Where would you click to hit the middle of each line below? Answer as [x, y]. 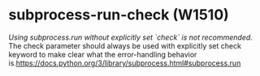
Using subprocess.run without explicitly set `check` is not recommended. [131, 37]
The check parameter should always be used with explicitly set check [125, 45]
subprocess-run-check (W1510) [119, 15]
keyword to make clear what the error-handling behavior [103, 54]
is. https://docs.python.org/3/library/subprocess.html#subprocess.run [125, 63]
